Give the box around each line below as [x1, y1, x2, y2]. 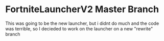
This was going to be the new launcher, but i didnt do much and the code [5, 20, 159, 26]
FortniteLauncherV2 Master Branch [5, 4, 159, 15]
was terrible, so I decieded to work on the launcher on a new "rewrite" [5, 25, 153, 31]
